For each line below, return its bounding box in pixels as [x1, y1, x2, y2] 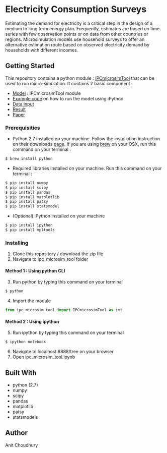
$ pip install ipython [5, 223, 53, 228]
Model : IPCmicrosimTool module [12, 90, 81, 96]
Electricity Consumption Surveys [5, 4, 147, 15]
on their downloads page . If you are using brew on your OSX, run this [12, 141, 156, 147]
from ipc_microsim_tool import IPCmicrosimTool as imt [5, 308, 123, 313]
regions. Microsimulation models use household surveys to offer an [5, 36, 145, 42]
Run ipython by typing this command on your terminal [12, 329, 124, 336]
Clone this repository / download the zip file [12, 251, 104, 257]
